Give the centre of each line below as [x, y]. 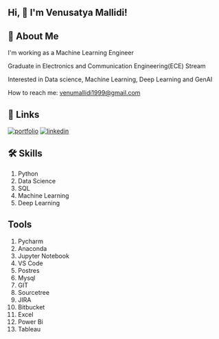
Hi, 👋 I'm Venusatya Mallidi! [68, 13]
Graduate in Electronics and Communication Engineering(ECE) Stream [107, 66]
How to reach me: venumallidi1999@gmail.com [74, 93]
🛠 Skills [25, 153]
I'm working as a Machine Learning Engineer [71, 53]
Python [28, 174]
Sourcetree [34, 292]
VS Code [30, 263]
